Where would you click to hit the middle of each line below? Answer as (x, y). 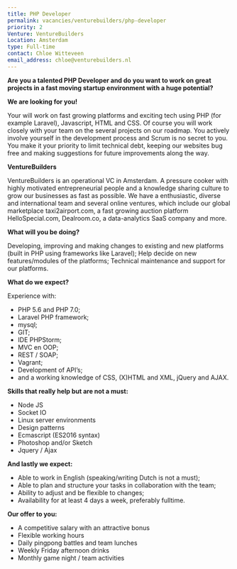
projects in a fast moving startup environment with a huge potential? (110, 88)
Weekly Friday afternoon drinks (64, 550)
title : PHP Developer (39, 14)
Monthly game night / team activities (71, 558)
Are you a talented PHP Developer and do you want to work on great (109, 80)
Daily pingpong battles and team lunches (77, 543)
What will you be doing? (44, 232)
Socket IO (32, 412)
